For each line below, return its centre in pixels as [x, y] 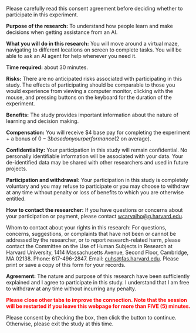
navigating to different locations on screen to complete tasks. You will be [94, 50]
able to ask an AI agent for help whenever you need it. [71, 56]
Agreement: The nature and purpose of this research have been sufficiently [98, 276]
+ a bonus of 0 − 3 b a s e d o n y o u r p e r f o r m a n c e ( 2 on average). [79, 139]
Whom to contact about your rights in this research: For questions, [86, 227]
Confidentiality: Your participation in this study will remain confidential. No [97, 150]
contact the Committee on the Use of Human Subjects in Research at [89, 246]
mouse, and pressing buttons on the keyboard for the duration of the [89, 97]
